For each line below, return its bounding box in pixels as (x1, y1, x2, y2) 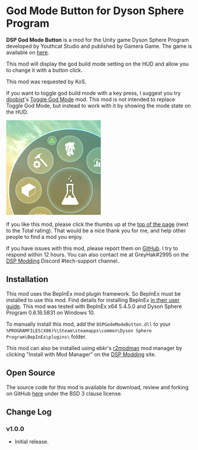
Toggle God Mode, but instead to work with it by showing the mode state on (6, 102, 191, 109)
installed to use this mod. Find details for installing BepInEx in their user (6, 296, 180, 303)
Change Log (6, 407, 52, 417)
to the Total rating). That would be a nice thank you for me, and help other (6, 226, 186, 234)
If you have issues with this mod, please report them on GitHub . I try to (6, 244, 178, 252)
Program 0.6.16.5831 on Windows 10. (6, 309, 96, 316)
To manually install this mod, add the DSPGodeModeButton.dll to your (6, 320, 171, 328)
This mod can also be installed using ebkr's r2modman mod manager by (6, 344, 183, 351)
